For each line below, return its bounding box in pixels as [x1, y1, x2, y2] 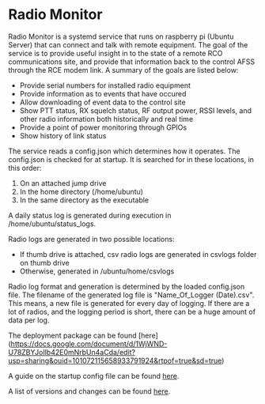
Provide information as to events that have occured [19, 89, 187, 98]
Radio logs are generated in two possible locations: [8, 234, 176, 244]
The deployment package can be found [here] [8, 330, 158, 340]
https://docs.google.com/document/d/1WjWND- [10, 338, 168, 349]
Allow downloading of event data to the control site [19, 97, 186, 107]
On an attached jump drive [19, 178, 107, 187]
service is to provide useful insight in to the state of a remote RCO [8, 48, 223, 58]
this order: [8, 163, 42, 172]
